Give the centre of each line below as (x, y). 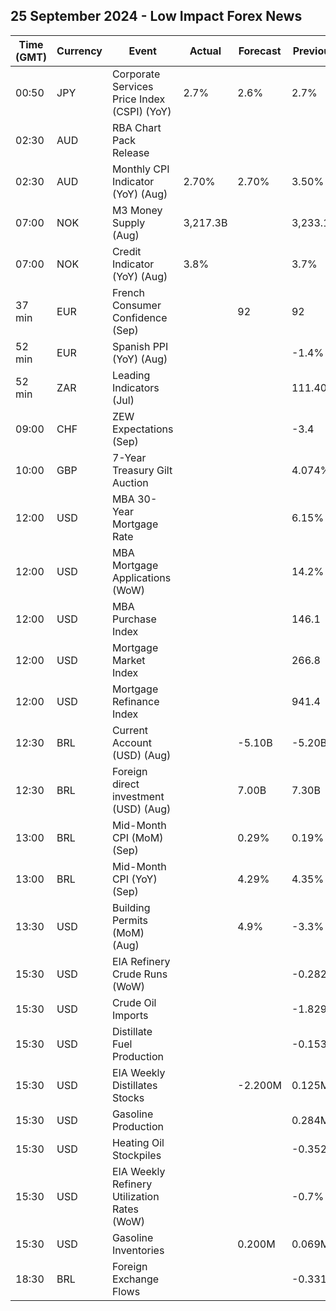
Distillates (134, 1085)
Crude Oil (134, 1002)
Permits (130, 920)
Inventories (138, 1250)
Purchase (134, 619)
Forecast (260, 51)
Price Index (138, 99)
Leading (131, 375)
